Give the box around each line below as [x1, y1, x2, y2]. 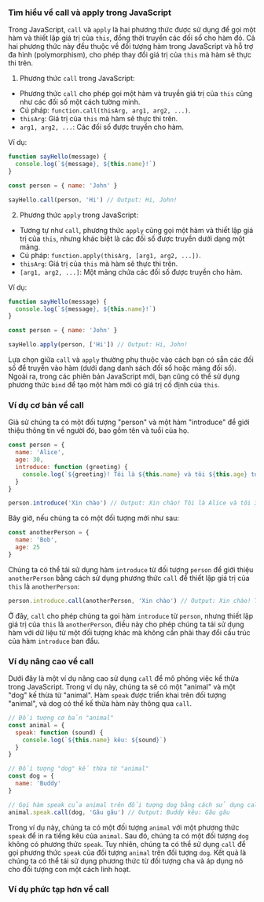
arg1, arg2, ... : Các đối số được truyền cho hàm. [19, 122, 185, 132]
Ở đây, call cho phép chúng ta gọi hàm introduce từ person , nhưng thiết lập [8, 611, 254, 620]
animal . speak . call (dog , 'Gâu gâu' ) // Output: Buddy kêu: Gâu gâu [8, 808, 230, 816]
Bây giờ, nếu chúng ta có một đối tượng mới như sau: [8, 513, 179, 523]
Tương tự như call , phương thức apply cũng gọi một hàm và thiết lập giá [19, 225, 254, 235]
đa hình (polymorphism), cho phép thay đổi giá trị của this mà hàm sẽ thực [8, 50, 251, 60]
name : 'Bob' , [15, 536, 58, 544]
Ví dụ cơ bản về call [8, 399, 84, 410]
